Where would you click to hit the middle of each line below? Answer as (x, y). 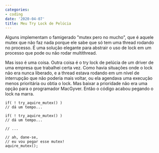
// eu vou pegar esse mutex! (35, 142)
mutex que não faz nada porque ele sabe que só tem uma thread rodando (79, 43)
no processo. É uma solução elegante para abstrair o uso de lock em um (78, 48)
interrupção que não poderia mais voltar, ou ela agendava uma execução (79, 78)
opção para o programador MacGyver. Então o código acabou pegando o (79, 89)
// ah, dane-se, (22, 138)
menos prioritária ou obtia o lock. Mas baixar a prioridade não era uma (76, 84)
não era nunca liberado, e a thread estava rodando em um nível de (72, 73)
